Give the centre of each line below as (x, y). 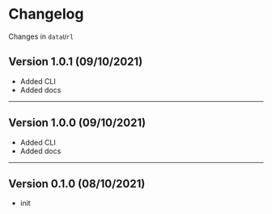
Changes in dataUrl (41, 36)
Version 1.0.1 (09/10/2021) (76, 62)
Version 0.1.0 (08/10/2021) (77, 184)
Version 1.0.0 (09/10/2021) (77, 123)
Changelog (46, 14)
